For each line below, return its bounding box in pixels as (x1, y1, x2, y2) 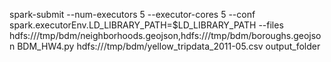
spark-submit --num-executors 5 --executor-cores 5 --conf (9, 9, 256, 20)
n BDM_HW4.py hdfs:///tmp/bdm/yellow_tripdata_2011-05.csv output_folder (9, 40, 321, 52)
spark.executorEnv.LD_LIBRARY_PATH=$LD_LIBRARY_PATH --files (9, 19, 284, 31)
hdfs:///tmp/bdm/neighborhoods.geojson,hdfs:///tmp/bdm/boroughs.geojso (9, 30, 322, 41)
